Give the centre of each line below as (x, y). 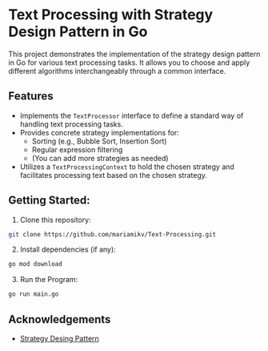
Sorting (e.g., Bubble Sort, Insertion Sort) (99, 141)
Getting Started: (49, 201)
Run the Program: (49, 280)
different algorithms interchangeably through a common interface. (117, 71)
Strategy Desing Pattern (60, 339)
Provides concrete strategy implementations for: (100, 132)
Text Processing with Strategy (111, 15)
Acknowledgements (60, 319)
